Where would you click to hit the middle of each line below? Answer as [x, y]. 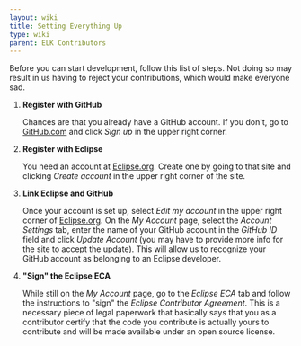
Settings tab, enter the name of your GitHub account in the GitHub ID [150, 230]
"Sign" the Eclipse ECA [66, 276]
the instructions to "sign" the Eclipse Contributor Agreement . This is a [151, 303]
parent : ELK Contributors [58, 43]
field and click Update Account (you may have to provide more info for [153, 240]
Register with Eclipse [62, 149]
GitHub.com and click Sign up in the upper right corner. [124, 132]
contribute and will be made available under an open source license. [149, 332]
